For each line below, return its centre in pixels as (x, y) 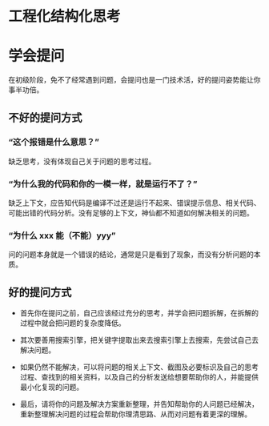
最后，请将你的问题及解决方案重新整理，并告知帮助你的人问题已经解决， (139, 404)
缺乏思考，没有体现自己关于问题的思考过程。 (82, 161)
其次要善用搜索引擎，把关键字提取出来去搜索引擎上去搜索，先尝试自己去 (139, 340)
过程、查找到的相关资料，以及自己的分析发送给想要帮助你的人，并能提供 (139, 377)
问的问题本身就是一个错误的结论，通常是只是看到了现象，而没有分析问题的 (131, 255)
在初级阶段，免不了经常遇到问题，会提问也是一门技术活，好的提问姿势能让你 (134, 80)
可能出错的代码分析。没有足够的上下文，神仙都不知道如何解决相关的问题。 (131, 213)
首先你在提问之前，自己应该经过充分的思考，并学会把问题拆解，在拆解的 (139, 313)
